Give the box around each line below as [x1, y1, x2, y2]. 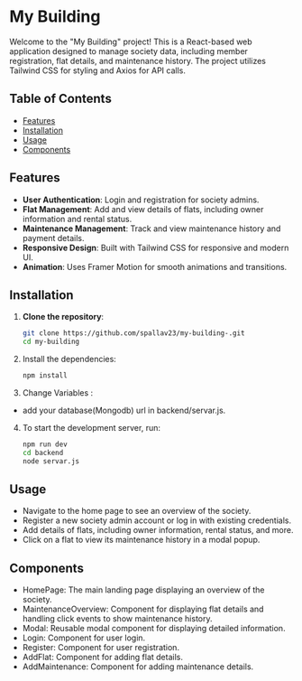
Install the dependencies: [22, 354, 117, 365]
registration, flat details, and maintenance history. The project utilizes [9, 55, 266, 66]
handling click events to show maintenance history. [22, 613, 213, 624]
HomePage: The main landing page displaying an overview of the [22, 584, 265, 595]
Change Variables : [22, 387, 94, 398]
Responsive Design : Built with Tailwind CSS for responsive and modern [22, 242, 289, 253]
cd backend [22, 448, 64, 457]
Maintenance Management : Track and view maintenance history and [22, 223, 281, 234]
